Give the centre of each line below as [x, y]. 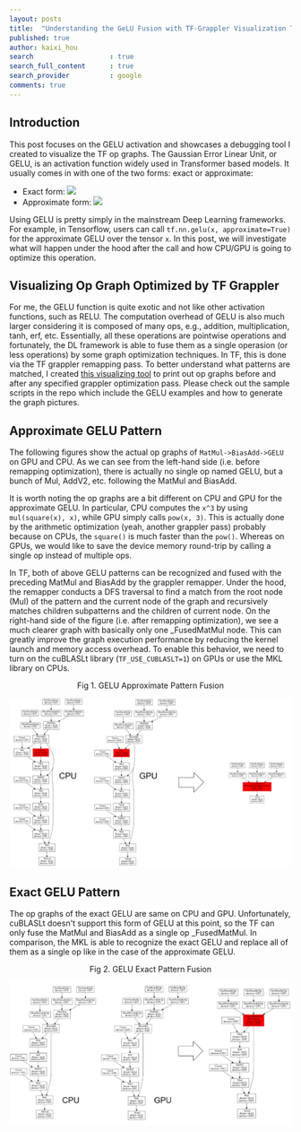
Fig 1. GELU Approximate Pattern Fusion [150, 685]
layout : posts [36, 19]
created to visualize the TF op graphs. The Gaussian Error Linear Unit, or [143, 153]
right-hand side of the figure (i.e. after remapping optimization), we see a [144, 621]
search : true [72, 57]
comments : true [38, 85]
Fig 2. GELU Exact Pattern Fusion [150, 970]
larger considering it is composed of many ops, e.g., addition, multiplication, [150, 327]
